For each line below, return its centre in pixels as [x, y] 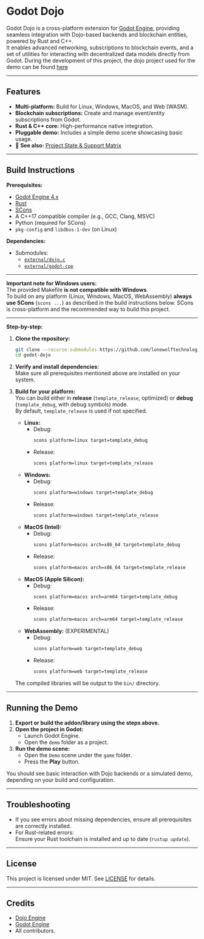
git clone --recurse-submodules [56, 349]
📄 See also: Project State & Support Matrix [68, 145]
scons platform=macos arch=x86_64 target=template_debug [107, 544]
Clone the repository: [42, 338]
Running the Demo [42, 708]
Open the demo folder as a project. [66, 742]
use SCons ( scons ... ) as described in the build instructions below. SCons [100, 302]
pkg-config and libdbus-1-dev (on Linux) [66, 229]
